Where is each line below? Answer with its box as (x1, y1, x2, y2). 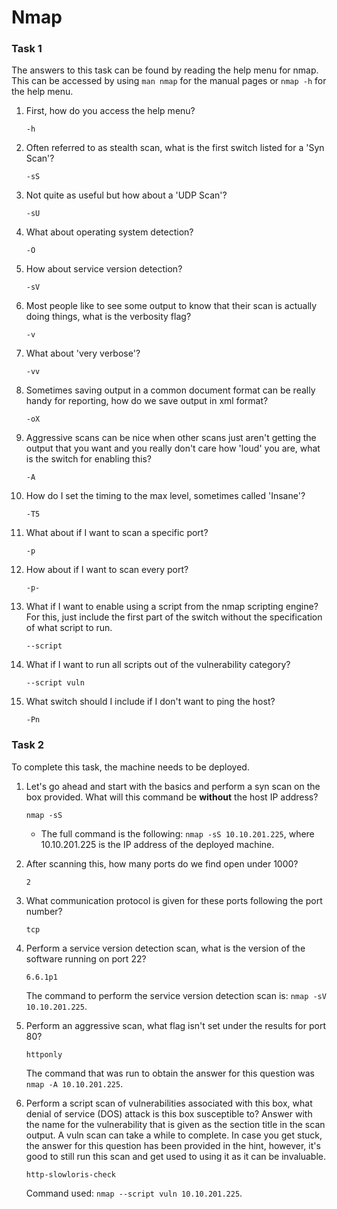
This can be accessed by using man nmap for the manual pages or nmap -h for (11, 75, 327, 87)
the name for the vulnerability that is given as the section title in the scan (25, 1118, 326, 1130)
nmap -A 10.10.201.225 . (25, 1077, 124, 1090)
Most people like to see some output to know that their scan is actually (25, 300, 318, 312)
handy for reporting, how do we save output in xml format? (25, 395, 269, 407)
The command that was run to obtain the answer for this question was (25, 1067, 315, 1079)
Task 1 (11, 42, 43, 56)
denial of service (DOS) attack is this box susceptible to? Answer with (25, 1107, 313, 1120)
